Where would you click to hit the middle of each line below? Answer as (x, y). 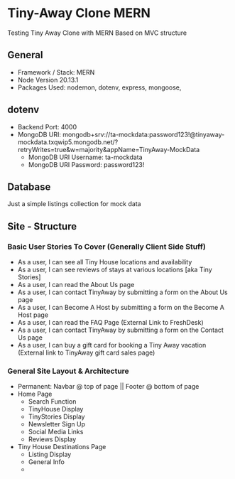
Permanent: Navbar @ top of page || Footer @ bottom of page (108, 387)
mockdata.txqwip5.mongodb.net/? (68, 142)
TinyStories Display (56, 416)
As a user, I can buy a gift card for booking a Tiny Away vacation (112, 345)
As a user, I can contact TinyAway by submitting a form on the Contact (120, 330)
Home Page (35, 394)
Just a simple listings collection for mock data (74, 204)
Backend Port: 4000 (47, 127)
